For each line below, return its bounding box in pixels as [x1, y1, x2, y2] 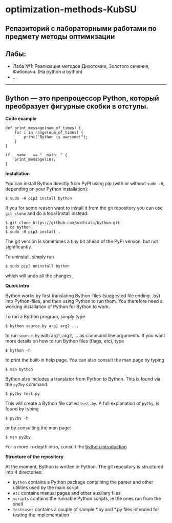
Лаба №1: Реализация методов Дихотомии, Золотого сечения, [12, 63, 150, 69]
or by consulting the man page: [5, 425, 72, 431]
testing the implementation [12, 512, 70, 518]
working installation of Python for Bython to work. [5, 303, 110, 310]
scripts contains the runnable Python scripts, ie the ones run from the [12, 495, 161, 502]
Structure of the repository [5, 454, 64, 460]
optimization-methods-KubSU [5, 4, 137, 15]
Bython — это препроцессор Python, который [5, 94, 160, 102]
